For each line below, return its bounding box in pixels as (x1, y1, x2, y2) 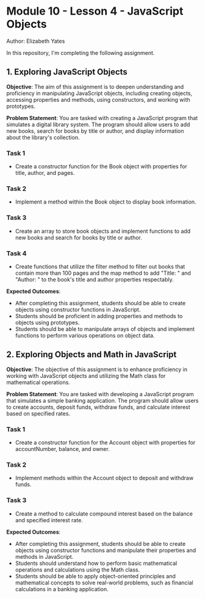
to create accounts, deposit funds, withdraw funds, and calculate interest (6, 403, 190, 411)
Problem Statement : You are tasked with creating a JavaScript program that (6, 114, 198, 121)
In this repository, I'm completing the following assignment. (6, 49, 155, 56)
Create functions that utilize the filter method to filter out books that (15, 263, 185, 270)
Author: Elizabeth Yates (6, 37, 65, 44)
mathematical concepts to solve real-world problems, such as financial (15, 579, 193, 586)
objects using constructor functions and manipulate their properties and (15, 547, 196, 554)
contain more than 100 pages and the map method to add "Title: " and (15, 269, 191, 277)
